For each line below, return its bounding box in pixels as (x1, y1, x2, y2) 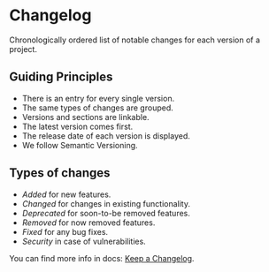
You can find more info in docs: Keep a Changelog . (9, 253, 195, 263)
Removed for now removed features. (21, 217, 156, 228)
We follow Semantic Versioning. (21, 140, 139, 150)
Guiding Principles (9, 70, 113, 85)
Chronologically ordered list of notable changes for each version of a (9, 34, 261, 45)
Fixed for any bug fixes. (21, 226, 109, 237)
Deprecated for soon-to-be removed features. (21, 208, 190, 218)
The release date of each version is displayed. (21, 130, 190, 141)
